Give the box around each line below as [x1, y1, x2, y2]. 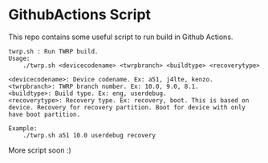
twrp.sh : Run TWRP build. [8, 47, 99, 55]
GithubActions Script [8, 6, 151, 24]
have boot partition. [8, 110, 81, 118]
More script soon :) [8, 145, 71, 155]
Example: [8, 124, 38, 133]
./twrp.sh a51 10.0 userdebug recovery [22, 131, 156, 139]
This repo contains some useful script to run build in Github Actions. [8, 32, 233, 42]
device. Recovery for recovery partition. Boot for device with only [8, 103, 246, 111]
